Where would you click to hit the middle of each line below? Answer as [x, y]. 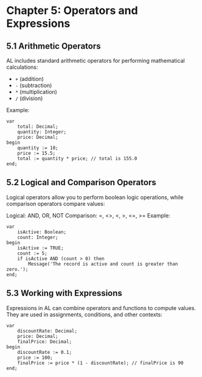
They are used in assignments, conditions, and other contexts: [84, 314]
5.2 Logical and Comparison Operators [81, 182]
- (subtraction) [33, 85]
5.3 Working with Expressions [64, 293]
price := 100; [35, 358]
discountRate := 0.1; [44, 352]
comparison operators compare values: [56, 203]
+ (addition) [30, 79]
